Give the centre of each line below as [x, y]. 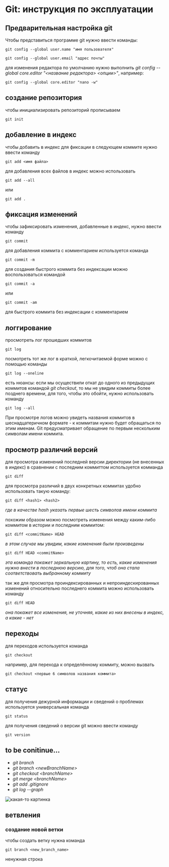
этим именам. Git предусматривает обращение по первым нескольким [83, 428]
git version [18, 735]
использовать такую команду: [38, 491]
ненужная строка [24, 859]
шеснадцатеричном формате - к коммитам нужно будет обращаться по [83, 423]
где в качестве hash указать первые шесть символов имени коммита [81, 510]
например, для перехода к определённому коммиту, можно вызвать [80, 665]
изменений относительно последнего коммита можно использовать [80, 589]
